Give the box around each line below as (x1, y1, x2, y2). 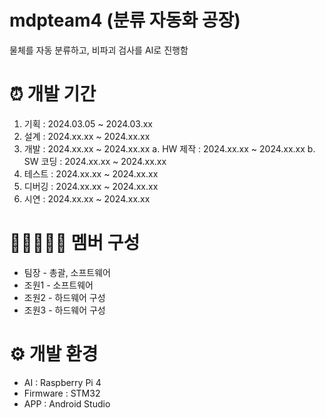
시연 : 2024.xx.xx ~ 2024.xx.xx (23, 192, 151, 205)
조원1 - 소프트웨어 (23, 279, 94, 291)
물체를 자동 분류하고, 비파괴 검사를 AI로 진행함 (9, 44, 189, 56)
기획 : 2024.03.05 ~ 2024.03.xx (23, 117, 153, 130)
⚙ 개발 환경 (9, 343, 99, 365)
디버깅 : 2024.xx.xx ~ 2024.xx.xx (23, 180, 159, 192)
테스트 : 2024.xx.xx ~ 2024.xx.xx (23, 167, 159, 180)
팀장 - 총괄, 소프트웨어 (23, 266, 112, 278)
